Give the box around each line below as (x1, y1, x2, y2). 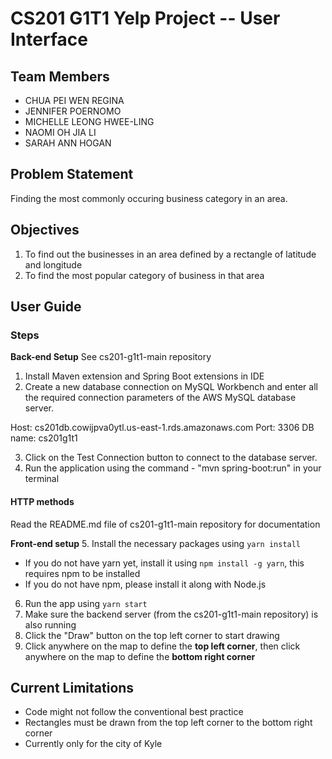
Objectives (10, 222, 80, 239)
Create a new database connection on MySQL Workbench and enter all (24, 381, 318, 393)
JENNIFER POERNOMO (24, 105, 122, 117)
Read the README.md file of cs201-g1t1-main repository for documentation (10, 518, 321, 530)
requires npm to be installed (24, 567, 141, 579)
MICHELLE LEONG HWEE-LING (24, 116, 155, 127)
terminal (24, 473, 60, 485)
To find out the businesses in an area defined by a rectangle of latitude (24, 248, 317, 260)
